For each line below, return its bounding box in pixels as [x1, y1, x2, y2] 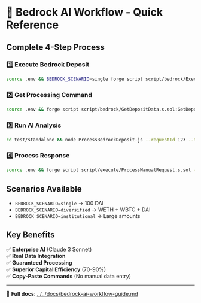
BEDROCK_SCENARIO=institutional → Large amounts [14, 213, 141, 220]
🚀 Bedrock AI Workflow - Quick [6, 5, 163, 19]
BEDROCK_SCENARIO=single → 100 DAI [14, 200, 104, 207]
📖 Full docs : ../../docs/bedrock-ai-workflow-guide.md [6, 290, 139, 297]
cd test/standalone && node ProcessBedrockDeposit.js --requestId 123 [6, 137, 186, 143]
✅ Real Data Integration [6, 252, 66, 259]
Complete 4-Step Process [6, 42, 105, 52]
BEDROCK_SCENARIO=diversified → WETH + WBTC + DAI [14, 206, 151, 213]
